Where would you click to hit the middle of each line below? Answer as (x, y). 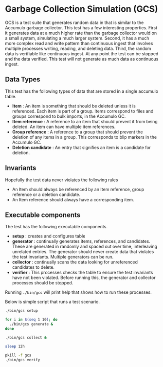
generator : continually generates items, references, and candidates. (81, 241)
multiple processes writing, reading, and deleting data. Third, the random (78, 48)
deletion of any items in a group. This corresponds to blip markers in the (84, 137)
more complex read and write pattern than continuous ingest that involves (79, 43)
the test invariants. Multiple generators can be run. (63, 257)
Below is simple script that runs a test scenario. (52, 302)
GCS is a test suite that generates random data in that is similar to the (74, 22)
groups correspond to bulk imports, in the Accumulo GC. (69, 116)
